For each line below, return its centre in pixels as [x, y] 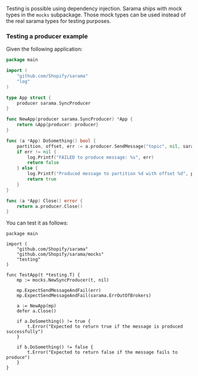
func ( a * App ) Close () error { [44, 201]
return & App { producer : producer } [58, 125]
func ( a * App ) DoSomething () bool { [51, 141]
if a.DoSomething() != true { [54, 321]
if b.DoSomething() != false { [55, 347]
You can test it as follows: [37, 223]
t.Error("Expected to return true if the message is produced [105, 326]
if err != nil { [37, 152]
